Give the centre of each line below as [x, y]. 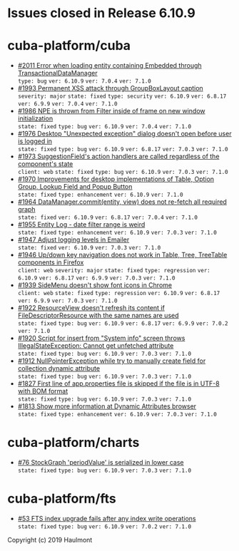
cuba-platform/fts [62, 499]
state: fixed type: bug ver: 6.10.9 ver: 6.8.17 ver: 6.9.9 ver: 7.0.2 [123, 324]
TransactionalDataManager [57, 73]
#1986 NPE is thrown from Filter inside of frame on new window [111, 111]
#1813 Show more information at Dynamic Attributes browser [107, 406]
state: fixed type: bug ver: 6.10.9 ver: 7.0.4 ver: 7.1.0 [104, 127]
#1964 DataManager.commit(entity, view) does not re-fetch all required [122, 202]
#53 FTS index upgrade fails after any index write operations [107, 519]
